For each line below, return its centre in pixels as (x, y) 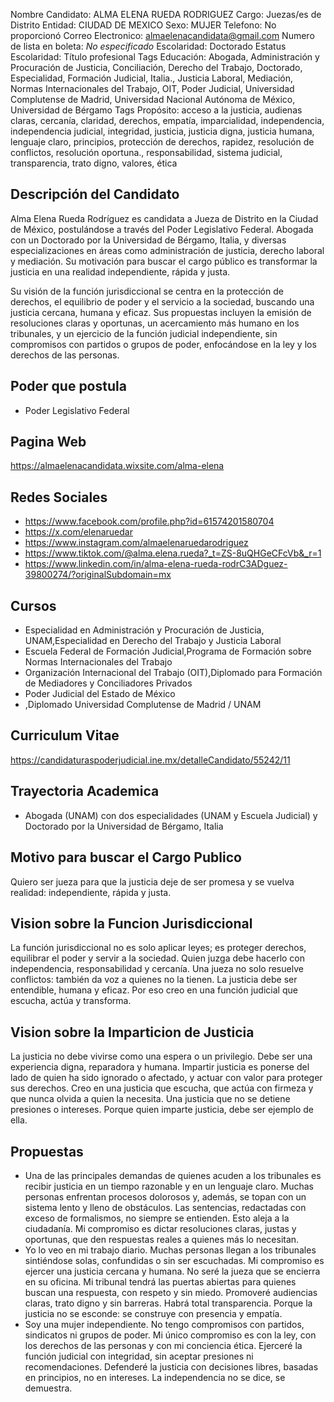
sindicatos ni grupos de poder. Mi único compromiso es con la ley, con (170, 1335)
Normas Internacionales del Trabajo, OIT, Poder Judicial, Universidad (152, 88)
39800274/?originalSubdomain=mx (98, 575)
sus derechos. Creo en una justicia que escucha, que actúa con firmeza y (162, 1088)
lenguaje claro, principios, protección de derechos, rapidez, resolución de (162, 142)
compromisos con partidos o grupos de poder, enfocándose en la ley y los (163, 344)
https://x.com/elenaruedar (78, 532)
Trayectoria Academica (85, 791)
